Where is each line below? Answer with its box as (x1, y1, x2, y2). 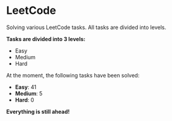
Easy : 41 (14, 83, 37, 91)
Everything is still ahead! (6, 108, 70, 115)
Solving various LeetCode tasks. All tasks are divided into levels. (6, 24, 167, 31)
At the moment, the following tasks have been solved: (6, 71, 140, 79)
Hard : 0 (14, 96, 34, 103)
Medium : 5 (14, 90, 43, 97)
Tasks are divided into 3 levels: (6, 35, 86, 42)
